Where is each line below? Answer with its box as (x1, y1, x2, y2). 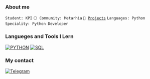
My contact (5, 56, 34, 63)
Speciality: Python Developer (5, 21, 69, 26)
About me (5, 3, 30, 10)
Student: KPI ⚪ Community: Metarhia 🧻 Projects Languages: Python (5, 16, 145, 21)
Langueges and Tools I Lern (5, 33, 74, 40)
